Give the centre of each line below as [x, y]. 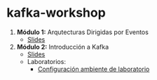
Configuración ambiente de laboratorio [94, 69]
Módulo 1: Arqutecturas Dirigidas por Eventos [82, 32]
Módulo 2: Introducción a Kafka [63, 47]
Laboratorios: [46, 61]
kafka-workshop [56, 13]
